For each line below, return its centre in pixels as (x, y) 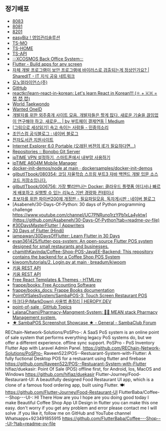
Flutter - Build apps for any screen (47, 64)
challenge (22, 210)
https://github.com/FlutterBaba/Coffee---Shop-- (111, 418)
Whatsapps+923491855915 (33, 418)
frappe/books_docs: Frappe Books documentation (63, 290)
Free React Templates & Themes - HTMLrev (57, 280)
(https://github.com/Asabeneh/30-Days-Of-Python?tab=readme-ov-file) (86, 220)
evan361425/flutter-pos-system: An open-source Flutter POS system (83, 241)
